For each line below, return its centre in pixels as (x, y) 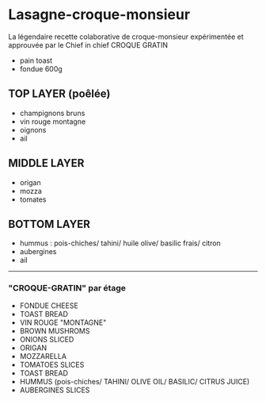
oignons (33, 129)
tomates (33, 199)
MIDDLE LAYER (46, 163)
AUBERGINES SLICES (55, 390)
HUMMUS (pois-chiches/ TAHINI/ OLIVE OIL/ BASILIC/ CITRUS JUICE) (135, 381)
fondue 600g (41, 68)
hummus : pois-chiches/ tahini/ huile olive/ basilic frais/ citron (120, 243)
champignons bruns (52, 113)
